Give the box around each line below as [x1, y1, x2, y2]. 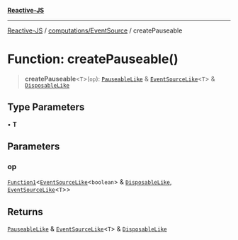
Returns [7, 205, 44, 218]
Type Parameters [7, 101, 85, 113]
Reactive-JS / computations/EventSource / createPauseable [7, 26, 183, 35]
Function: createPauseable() [7, 51, 178, 67]
